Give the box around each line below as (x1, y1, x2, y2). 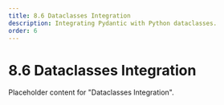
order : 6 (8, 26, 38, 34)
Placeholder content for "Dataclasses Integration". (8, 87, 174, 97)
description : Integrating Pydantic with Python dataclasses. (8, 19, 218, 27)
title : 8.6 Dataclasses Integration (8, 11, 131, 20)
